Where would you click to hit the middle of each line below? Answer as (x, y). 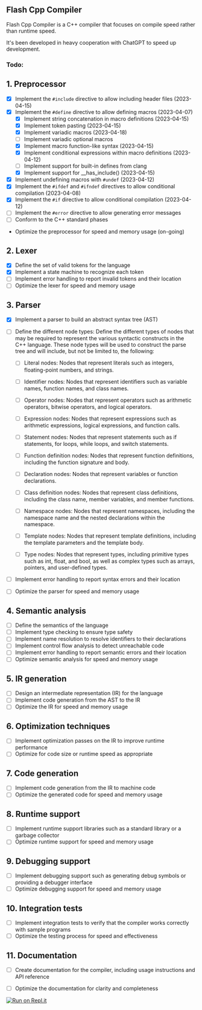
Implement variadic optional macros (68, 139)
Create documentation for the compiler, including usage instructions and (105, 970)
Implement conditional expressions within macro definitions (98, 153)
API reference (32, 977)
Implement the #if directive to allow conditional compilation (89, 200)
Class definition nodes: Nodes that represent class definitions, (101, 492)
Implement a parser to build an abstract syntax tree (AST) (86, 320)
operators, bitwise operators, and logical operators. (88, 407)
